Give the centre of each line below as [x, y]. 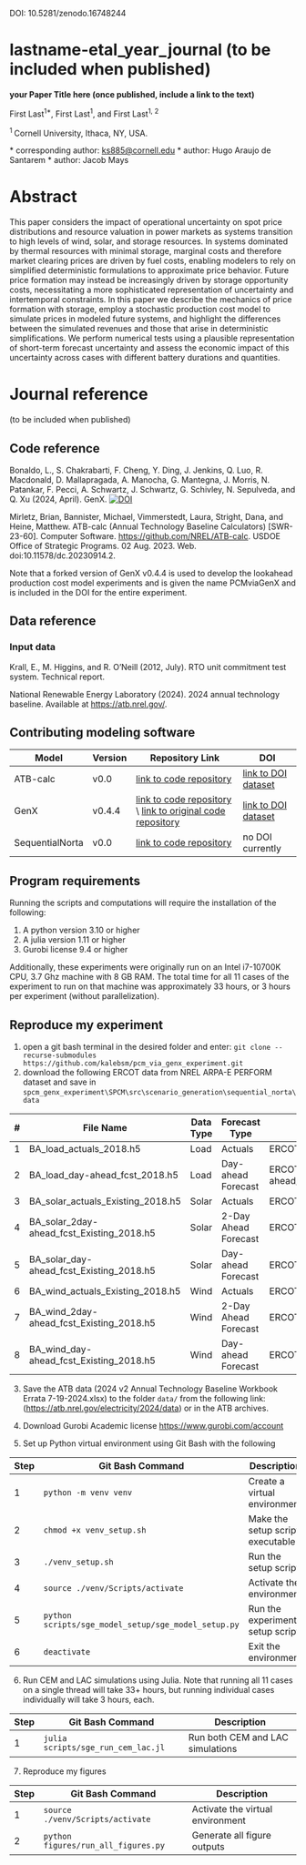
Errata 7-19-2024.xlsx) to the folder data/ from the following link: [144, 1399]
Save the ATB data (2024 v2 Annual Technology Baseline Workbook [150, 1389]
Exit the [264, 1646]
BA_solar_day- [61, 1259]
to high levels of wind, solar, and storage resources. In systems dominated [149, 241]
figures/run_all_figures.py [104, 1846]
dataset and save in [59, 1082]
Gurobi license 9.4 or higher [75, 950]
